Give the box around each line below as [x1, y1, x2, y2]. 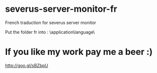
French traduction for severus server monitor [5, 20, 96, 25]
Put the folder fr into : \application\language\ [5, 29, 95, 35]
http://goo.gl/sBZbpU [5, 62, 48, 68]
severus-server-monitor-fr [5, 3, 117, 15]
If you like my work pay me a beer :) [5, 47, 153, 57]
